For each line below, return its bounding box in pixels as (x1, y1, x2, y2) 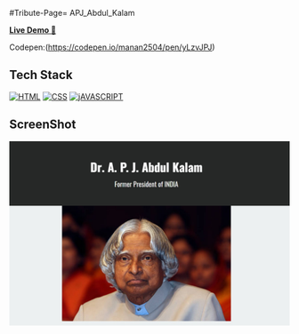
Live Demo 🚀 (9, 25, 56, 35)
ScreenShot (9, 117, 77, 132)
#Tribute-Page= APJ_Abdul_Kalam (9, 8, 135, 18)
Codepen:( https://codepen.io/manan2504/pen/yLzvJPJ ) (9, 42, 215, 52)
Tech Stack (9, 68, 73, 83)
